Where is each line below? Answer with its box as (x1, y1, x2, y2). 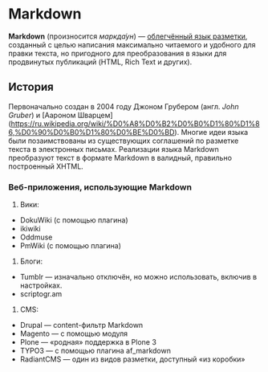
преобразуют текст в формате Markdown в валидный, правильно (8, 153, 233, 162)
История (8, 80, 54, 94)
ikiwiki (19, 224, 42, 234)
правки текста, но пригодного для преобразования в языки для (8, 48, 227, 58)
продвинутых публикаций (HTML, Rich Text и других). (8, 57, 193, 67)
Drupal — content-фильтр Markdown (19, 321, 144, 330)
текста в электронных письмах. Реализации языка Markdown (8, 144, 219, 153)
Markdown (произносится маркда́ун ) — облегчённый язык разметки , (8, 31, 248, 41)
